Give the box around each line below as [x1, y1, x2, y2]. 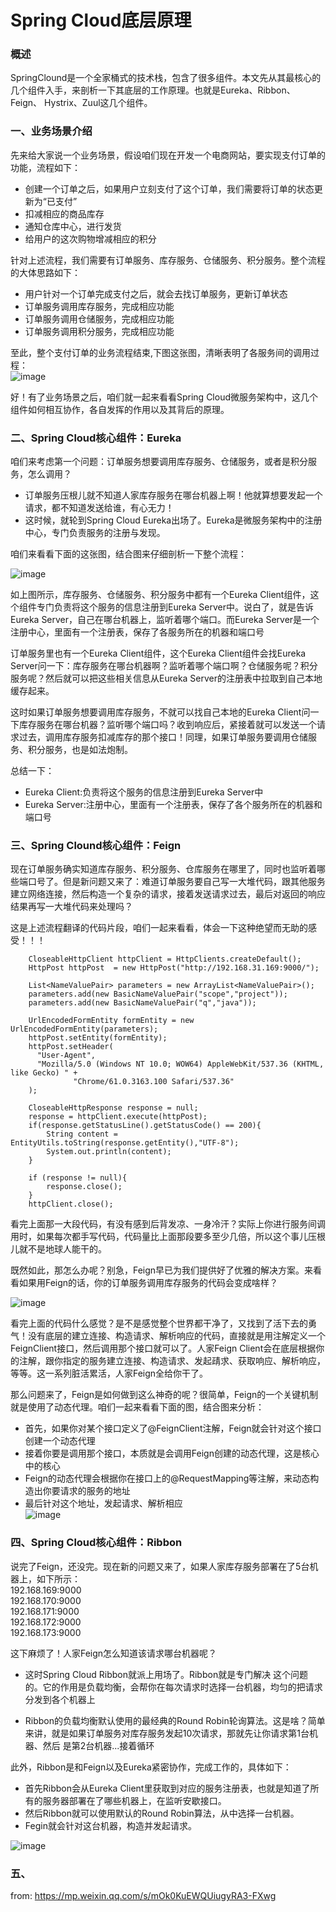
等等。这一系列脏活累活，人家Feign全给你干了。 [10, 1367, 209, 1380]
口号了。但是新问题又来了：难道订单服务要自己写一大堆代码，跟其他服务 [27, 876, 326, 888]
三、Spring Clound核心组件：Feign [10, 839, 182, 852]
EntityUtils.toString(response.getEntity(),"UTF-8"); [10, 1138, 240, 1148]
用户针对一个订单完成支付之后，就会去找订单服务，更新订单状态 [24, 287, 288, 300]
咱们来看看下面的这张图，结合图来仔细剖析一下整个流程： [10, 548, 247, 560]
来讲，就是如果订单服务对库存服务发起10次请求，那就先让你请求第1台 [24, 1727, 310, 1739]
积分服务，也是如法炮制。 [27, 744, 133, 756]
